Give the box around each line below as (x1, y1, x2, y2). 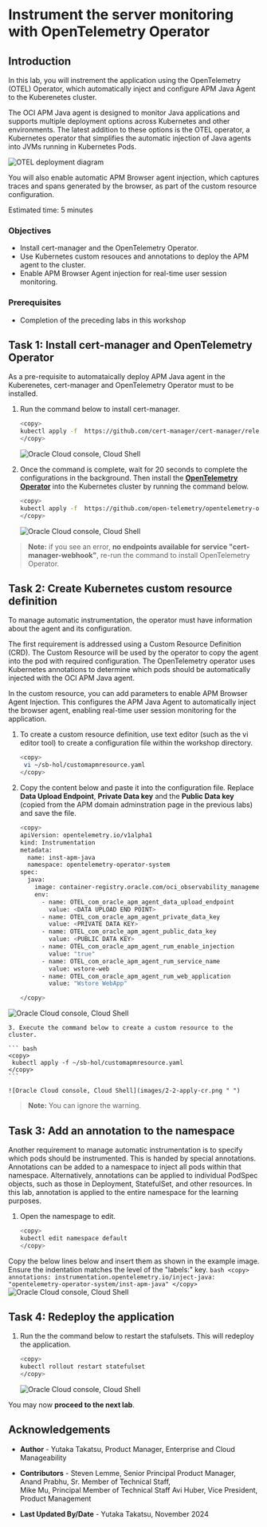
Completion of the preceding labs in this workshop (19, 315, 187, 325)
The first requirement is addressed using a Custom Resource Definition (8, 639, 241, 649)
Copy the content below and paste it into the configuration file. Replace (19, 783, 254, 793)
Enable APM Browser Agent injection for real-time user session (19, 269, 227, 279)
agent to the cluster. (19, 260, 86, 270)
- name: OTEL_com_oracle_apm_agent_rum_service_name (41, 957, 221, 965)
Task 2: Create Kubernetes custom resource (8, 582, 233, 595)
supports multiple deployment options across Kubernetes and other (8, 117, 230, 125)
